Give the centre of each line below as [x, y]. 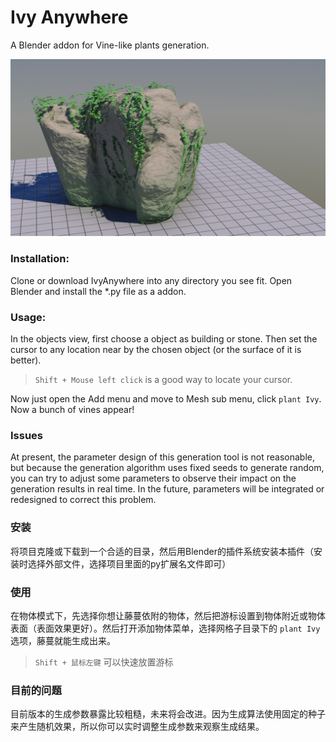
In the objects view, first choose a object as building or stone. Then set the [164, 339]
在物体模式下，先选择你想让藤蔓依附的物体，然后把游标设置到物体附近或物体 [168, 615]
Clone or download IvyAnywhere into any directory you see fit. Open [151, 280]
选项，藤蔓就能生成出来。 [63, 640]
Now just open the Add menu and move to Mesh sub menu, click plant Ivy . [166, 399]
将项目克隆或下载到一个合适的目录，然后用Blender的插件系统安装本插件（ [162, 551]
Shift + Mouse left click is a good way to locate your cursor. [163, 380]
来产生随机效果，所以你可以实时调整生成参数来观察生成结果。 [137, 727]
